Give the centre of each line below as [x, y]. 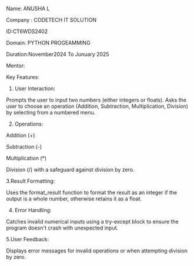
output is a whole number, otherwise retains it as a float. [74, 199]
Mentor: [16, 65]
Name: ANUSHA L [28, 9]
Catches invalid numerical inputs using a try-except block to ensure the [92, 221]
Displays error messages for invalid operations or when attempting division [97, 251]
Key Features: [23, 77]
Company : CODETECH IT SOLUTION [51, 20]
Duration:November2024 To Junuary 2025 [58, 54]
